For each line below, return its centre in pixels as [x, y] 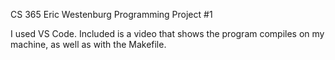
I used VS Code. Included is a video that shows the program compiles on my [167, 33]
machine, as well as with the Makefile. [88, 44]
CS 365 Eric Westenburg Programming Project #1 [111, 14]
